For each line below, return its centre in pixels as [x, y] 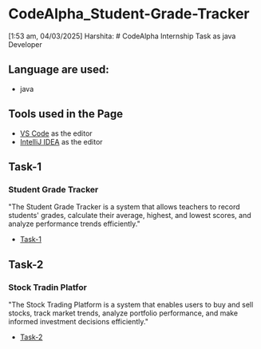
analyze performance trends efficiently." [75, 224]
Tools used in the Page [66, 114]
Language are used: [59, 70]
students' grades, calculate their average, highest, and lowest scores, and [130, 216]
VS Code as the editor [56, 133]
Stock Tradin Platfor [48, 287]
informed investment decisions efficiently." [79, 321]
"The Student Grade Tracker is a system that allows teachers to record [125, 207]
